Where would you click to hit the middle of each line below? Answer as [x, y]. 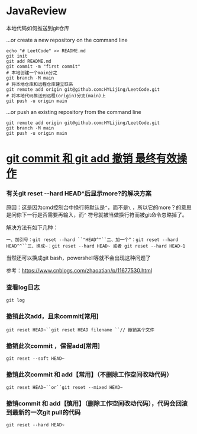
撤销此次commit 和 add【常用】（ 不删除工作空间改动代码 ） [89, 375]
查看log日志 [23, 287]
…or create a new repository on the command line [67, 40]
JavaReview [36, 11]
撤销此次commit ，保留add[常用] [53, 346]
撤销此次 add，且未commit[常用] [52, 316]
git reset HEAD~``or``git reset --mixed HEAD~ [64, 387]
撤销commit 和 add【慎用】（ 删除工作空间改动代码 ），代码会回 [94, 403]
